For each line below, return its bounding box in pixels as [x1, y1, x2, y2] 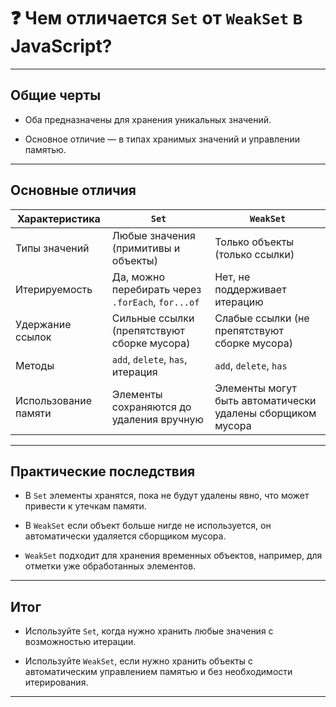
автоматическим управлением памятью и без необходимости [24, 666, 293, 678]
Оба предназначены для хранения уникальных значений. [24, 113, 272, 125]
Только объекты [214, 235, 295, 249]
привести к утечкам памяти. [24, 500, 147, 512]
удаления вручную [111, 412, 204, 426]
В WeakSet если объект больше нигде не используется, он [24, 520, 272, 532]
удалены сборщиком [214, 406, 317, 420]
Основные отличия [10, 182, 137, 199]
